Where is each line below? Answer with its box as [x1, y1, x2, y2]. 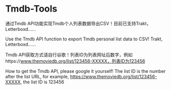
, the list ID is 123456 [20, 79, 65, 85]
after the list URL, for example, [5, 73, 69, 79]
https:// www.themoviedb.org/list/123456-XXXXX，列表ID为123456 [5, 58, 146, 64]
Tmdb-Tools [5, 3, 58, 15]
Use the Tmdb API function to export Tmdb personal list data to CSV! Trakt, [5, 36, 163, 42]
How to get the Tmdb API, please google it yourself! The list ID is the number [5, 68, 166, 74]
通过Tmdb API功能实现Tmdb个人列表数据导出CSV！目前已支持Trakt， [5, 20, 152, 26]
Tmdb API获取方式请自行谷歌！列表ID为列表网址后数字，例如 [5, 52, 133, 58]
